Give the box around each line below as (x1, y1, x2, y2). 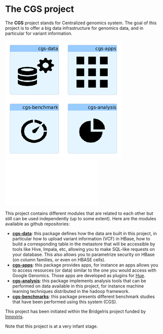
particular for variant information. (5, 30, 73, 36)
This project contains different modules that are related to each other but (5, 210, 154, 216)
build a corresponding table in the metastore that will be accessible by (12, 241, 156, 247)
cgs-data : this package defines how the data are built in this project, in (12, 230, 157, 236)
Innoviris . (5, 313, 24, 320)
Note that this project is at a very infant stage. (5, 323, 98, 329)
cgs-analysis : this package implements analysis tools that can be (12, 278, 147, 284)
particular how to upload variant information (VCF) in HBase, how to (12, 236, 151, 241)
